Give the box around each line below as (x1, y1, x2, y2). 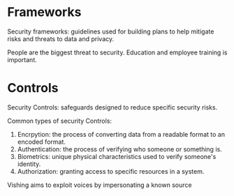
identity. (17, 160, 41, 168)
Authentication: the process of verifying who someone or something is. (17, 144, 222, 153)
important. (7, 55, 37, 63)
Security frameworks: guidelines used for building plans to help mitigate (7, 27, 214, 36)
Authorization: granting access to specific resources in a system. (17, 167, 205, 175)
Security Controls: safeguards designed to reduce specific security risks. (7, 103, 218, 112)
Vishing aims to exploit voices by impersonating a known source (7, 181, 192, 189)
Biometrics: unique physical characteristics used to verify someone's (17, 152, 217, 160)
